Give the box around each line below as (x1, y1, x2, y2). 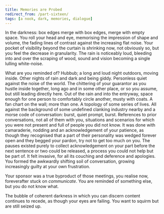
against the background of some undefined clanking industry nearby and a (5, 107, 156, 112)
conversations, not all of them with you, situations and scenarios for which (5, 117, 155, 123)
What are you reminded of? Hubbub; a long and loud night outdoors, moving (5, 70, 159, 76)
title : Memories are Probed (5, 7, 62, 12)
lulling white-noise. (5, 61, 43, 66)
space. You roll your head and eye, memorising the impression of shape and (5, 35, 158, 41)
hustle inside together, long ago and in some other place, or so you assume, (5, 86, 158, 92)
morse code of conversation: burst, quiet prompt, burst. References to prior (5, 112, 157, 118)
